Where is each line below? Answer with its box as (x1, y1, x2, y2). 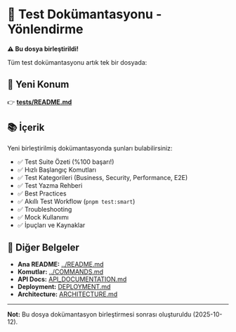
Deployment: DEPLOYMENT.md (17, 283, 111, 291)
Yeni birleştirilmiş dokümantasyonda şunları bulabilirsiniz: (7, 143, 173, 152)
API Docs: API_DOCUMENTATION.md (17, 275, 127, 283)
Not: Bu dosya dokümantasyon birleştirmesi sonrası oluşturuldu (7, 310, 192, 319)
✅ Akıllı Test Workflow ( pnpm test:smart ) (17, 197, 136, 205)
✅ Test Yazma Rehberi (17, 181, 83, 189)
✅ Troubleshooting (17, 205, 72, 213)
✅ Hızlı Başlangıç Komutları (17, 165, 97, 174)
